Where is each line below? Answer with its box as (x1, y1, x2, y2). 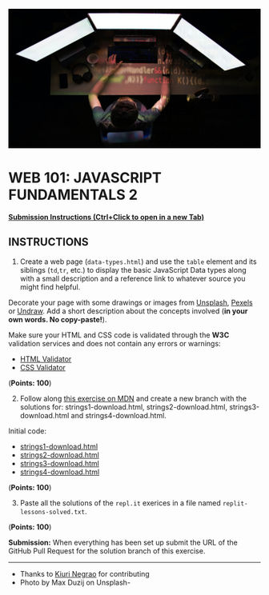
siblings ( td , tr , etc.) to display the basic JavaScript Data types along (19, 265, 247, 274)
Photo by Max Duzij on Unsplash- (19, 577, 130, 587)
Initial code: (8, 425, 46, 436)
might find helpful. (19, 282, 81, 292)
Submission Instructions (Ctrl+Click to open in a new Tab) (8, 213, 205, 222)
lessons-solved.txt (19, 508, 86, 516)
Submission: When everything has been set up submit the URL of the (8, 537, 238, 547)
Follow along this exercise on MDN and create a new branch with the (19, 393, 247, 403)
